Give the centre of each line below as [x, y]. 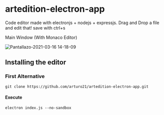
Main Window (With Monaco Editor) [41, 37]
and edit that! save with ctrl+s [35, 28]
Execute [14, 97]
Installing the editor [36, 62]
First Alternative [25, 76]
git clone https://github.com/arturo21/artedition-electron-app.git [77, 86]
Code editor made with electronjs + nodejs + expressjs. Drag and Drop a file [82, 23]
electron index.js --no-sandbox [38, 108]
